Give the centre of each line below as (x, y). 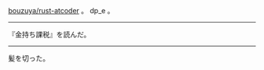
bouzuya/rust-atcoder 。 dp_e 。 (61, 10)
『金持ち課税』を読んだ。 (49, 34)
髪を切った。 (29, 58)
